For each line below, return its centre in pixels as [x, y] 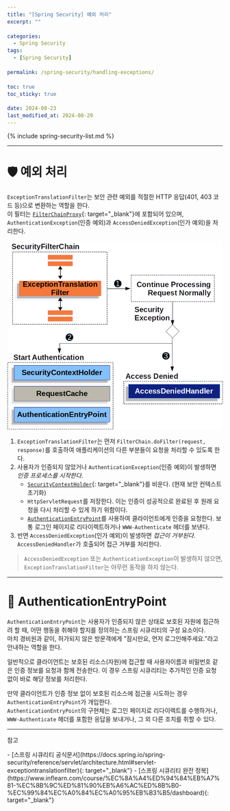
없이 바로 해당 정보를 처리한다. [47, 679]
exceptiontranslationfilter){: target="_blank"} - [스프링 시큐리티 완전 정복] [108, 771]
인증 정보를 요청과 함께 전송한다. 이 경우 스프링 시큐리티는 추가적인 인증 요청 [115, 671]
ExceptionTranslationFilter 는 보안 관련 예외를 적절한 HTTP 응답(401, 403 [110, 197]
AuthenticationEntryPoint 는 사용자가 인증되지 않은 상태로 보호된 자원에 [104, 622]
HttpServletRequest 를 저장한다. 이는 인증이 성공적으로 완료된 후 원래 [119, 501]
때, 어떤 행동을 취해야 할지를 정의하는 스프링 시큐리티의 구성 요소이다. [114, 630]
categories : [24, 36]
